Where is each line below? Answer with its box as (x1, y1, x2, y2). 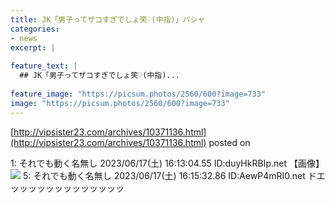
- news (10, 33, 38, 43)
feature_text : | (10, 61, 78, 71)
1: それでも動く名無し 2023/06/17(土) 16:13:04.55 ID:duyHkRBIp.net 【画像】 (10, 157, 325, 169)
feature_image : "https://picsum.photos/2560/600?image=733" (10, 89, 267, 99)
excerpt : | (10, 42, 56, 53)
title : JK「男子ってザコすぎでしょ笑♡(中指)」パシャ (10, 14, 206, 25)
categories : (10, 24, 60, 34)
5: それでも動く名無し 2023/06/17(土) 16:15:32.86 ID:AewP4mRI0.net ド (22, 169, 317, 181)
